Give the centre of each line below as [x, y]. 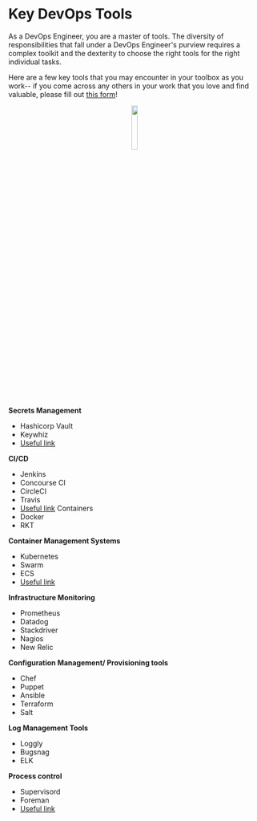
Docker [32, 516]
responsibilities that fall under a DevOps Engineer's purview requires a [124, 44]
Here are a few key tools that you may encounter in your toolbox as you [126, 77]
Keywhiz [34, 434]
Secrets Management [45, 410]
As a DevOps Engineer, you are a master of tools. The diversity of [116, 36]
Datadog [34, 621]
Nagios [32, 638]
